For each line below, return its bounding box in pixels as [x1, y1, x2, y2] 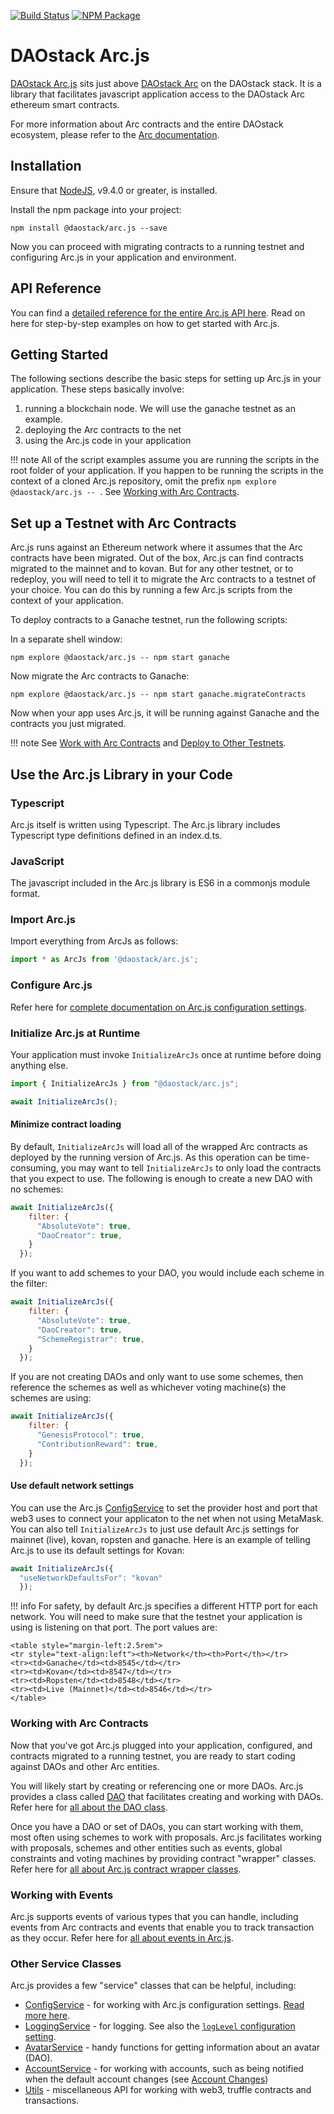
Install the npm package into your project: [10, 203, 182, 215]
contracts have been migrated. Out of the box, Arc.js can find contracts [10, 552, 304, 564]
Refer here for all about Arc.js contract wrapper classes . [10, 1863, 242, 1875]
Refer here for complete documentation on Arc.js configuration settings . [10, 1001, 307, 1013]
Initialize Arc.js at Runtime [10, 1026, 141, 1040]
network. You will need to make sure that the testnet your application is [10, 1611, 303, 1623]
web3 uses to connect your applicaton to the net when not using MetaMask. [10, 1512, 325, 1524]
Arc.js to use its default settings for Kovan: [10, 1544, 185, 1556]
